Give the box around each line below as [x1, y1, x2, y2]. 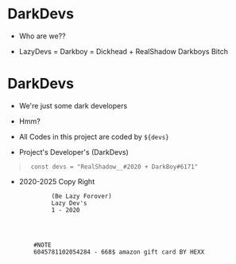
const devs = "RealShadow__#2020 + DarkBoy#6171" [30, 163, 199, 171]
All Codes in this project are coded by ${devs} [18, 132, 169, 141]
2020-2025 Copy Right [18, 176, 95, 186]
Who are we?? [18, 31, 66, 41]
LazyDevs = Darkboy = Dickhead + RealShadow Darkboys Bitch [18, 46, 228, 56]
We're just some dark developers [18, 100, 128, 110]
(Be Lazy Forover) [51, 192, 112, 200]
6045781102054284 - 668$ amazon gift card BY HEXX [33, 248, 205, 256]
